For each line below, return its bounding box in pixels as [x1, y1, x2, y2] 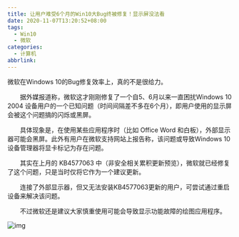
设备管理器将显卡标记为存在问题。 [7, 143, 108, 152]
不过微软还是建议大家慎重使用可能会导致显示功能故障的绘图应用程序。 [19, 206, 226, 215]
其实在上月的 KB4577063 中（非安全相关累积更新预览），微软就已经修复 [19, 158, 230, 167]
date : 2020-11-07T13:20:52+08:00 [7, 17, 107, 24]
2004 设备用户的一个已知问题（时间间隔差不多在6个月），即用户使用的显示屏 [7, 101, 232, 110]
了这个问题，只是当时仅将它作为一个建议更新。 [7, 167, 145, 176]
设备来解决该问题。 [7, 191, 64, 200]
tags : [7, 24, 24, 31]
